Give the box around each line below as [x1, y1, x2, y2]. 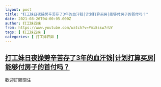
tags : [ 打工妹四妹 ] [5, 30, 46, 35]
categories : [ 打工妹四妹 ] [5, 35, 59, 40]
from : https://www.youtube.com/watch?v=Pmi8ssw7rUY [5, 25, 113, 30]
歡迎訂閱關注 [5, 77, 31, 83]
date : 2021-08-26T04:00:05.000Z [5, 16, 71, 21]
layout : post [5, 7, 32, 12]
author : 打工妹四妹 [5, 21, 41, 26]
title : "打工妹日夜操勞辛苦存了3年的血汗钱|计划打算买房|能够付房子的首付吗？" [5, 12, 149, 17]
